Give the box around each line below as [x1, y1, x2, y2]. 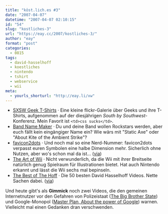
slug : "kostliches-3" [5, 27, 52, 32]
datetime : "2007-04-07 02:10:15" [5, 17, 77, 22]
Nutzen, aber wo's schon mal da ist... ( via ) [12, 151, 102, 157]
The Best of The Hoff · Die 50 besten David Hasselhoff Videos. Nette [12, 173, 158, 179]
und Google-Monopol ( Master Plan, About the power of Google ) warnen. [5, 199, 159, 205]
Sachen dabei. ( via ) [12, 178, 54, 184]
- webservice [10, 79, 38, 84]
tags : [5, 55, 17, 60]
